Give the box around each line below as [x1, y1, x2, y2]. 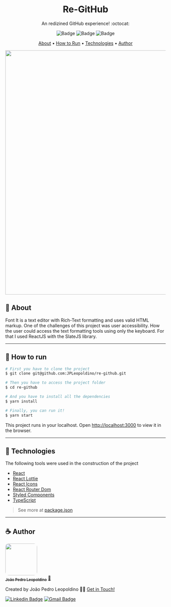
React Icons [12, 481, 38, 487]
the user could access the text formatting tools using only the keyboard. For [5, 328, 164, 334]
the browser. [5, 427, 32, 433]
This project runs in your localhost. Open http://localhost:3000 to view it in [5, 422, 161, 428]
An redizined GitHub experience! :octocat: [41, 20, 130, 26]
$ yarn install [5, 398, 38, 404]
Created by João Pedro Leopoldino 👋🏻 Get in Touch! [5, 586, 115, 592]
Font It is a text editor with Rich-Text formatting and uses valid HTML [5, 317, 149, 323]
